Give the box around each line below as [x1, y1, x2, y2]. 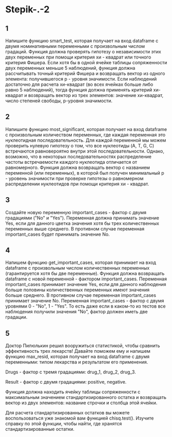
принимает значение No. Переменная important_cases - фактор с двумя [5, 298, 164, 304]
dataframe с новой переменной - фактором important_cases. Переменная [5, 276, 167, 282]
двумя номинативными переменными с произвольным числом [5, 43, 145, 49]
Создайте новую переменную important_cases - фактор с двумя [5, 209, 147, 215]
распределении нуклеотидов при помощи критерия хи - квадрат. [5, 181, 149, 187]
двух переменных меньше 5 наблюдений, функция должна [5, 65, 136, 71]
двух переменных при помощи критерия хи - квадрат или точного [5, 54, 151, 60]
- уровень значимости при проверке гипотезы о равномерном [5, 175, 144, 181]
